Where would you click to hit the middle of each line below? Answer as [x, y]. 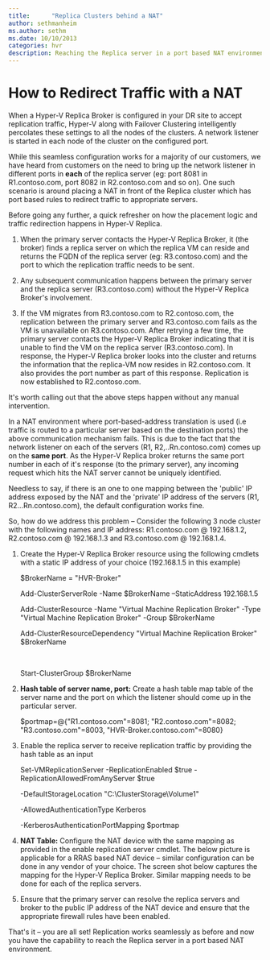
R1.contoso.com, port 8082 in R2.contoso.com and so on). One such [122, 182]
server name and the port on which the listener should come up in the [135, 697]
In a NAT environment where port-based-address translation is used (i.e [127, 421]
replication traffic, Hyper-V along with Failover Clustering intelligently [123, 124]
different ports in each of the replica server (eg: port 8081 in [108, 173]
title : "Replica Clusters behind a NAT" [86, 16]
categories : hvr [35, 46]
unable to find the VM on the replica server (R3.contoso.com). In [127, 347]
